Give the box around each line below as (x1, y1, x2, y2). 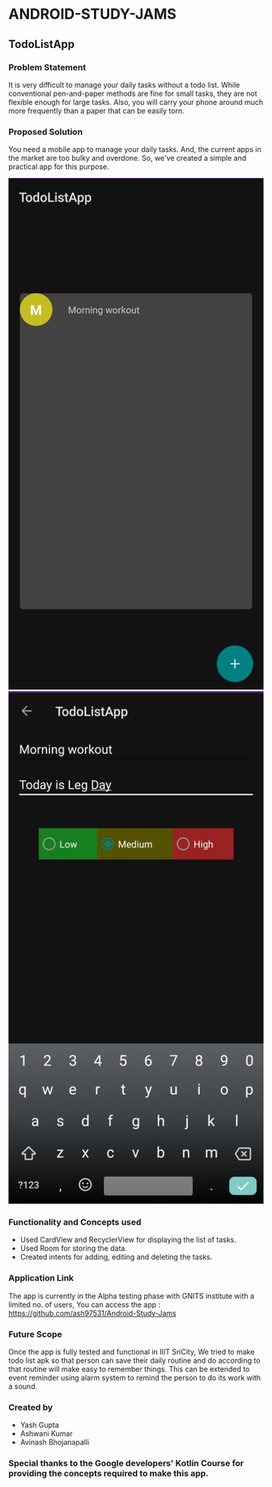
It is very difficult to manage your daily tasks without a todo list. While (8, 80, 240, 89)
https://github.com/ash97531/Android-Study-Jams (8, 1308, 176, 1318)
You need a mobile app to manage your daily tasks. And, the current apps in (8, 145, 261, 154)
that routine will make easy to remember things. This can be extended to (8, 1364, 250, 1374)
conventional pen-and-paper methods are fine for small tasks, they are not (8, 89, 257, 98)
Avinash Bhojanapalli (19, 1437, 90, 1447)
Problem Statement (8, 62, 87, 73)
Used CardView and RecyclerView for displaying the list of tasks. (19, 1235, 236, 1245)
